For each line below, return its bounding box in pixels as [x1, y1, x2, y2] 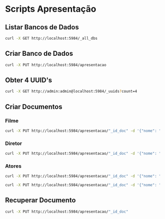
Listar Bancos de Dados [5, 23, 79, 31]
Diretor [5, 140, 22, 146]
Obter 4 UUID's [5, 76, 53, 84]
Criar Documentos [5, 102, 62, 111]
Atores [5, 163, 22, 170]
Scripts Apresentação [5, 3, 97, 15]
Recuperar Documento [5, 196, 76, 204]
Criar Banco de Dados [5, 49, 73, 58]
